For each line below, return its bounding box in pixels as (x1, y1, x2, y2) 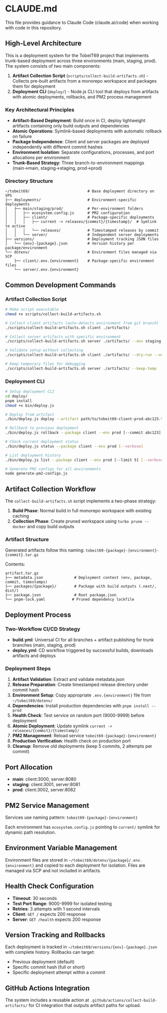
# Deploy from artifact (5, 412, 55, 417)
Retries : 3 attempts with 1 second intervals (12, 905, 100, 911)
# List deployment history (5, 452, 61, 458)
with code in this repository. (5, 24, 62, 30)
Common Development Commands (5, 281, 116, 289)
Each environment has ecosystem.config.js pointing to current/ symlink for (5, 824, 161, 830)
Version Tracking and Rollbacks (5, 931, 105, 939)
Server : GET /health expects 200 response (12, 916, 101, 922)
